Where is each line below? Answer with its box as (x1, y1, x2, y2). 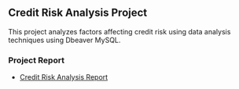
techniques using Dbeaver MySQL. (8, 35, 121, 44)
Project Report (8, 55, 65, 66)
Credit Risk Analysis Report (19, 73, 108, 82)
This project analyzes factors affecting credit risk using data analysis (8, 27, 231, 36)
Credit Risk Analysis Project (8, 6, 148, 20)
